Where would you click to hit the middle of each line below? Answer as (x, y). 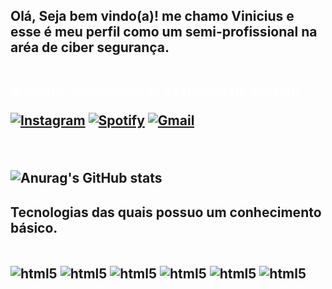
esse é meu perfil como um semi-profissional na (164, 32)
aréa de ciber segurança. (90, 47)
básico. (34, 227)
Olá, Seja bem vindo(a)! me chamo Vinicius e (152, 16)
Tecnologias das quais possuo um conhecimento (166, 212)
